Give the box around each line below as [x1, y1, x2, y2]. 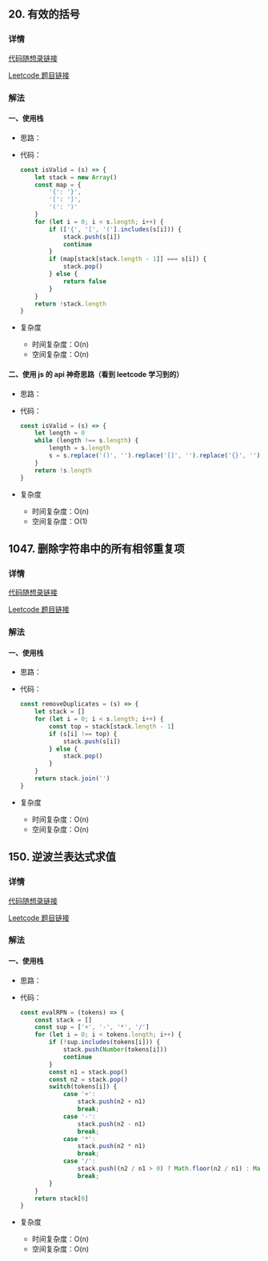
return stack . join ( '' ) [34, 775, 110, 783]
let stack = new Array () [34, 173, 118, 182]
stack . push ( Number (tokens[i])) [62, 1046, 168, 1054]
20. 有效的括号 [8, 7, 81, 22]
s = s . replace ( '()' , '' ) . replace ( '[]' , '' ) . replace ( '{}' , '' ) [49, 451, 261, 460]
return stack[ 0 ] [34, 1195, 89, 1203]
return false [62, 277, 106, 286]
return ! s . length [34, 466, 93, 474]
